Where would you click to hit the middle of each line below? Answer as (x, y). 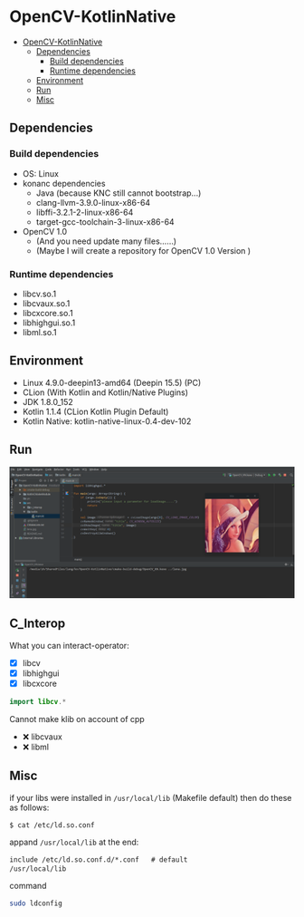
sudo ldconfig (36, 903)
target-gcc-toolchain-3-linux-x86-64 (105, 222)
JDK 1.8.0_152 (48, 401)
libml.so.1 (39, 332)
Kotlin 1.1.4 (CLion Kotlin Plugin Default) (95, 411)
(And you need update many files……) (106, 241)
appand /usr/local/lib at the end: (74, 842)
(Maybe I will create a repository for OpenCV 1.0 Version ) (143, 250)
